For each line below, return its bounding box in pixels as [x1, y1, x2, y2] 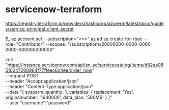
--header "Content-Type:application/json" [5, 83, 93, 90]
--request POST [5, 72, 39, 78]
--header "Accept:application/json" [5, 78, 79, 84]
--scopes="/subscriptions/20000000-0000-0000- [45, 41, 153, 47]
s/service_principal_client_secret [5, 25, 74, 32]
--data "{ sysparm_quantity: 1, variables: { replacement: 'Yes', [5, 89, 134, 95]
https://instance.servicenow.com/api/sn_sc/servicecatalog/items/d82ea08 [7, 62, 164, 68]
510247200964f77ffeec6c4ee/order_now [5, 67, 93, 73]
